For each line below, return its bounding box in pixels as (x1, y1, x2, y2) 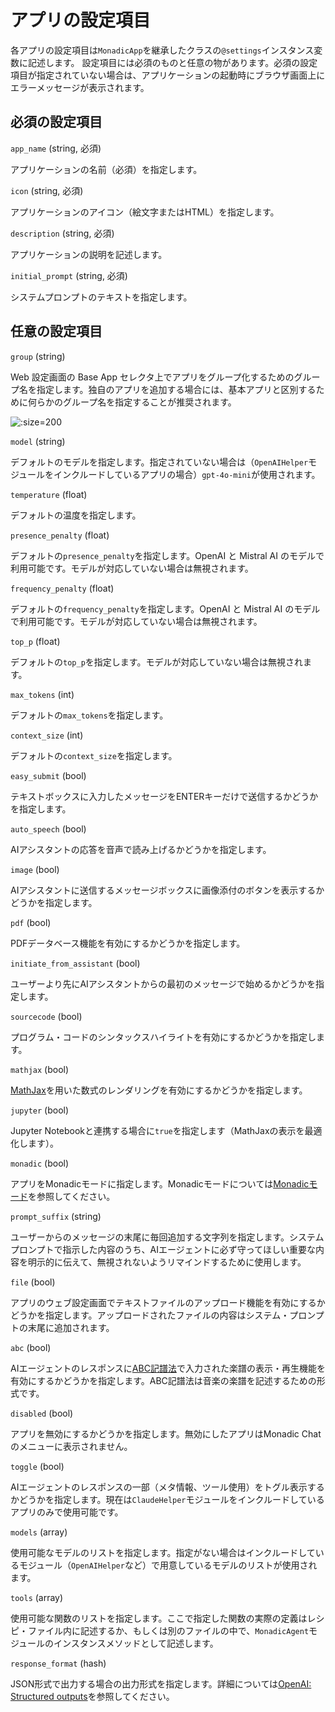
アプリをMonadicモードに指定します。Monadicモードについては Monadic (10, 1177, 310, 1190)
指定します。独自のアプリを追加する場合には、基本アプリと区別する (36, 383, 317, 395)
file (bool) (10, 1276, 56, 1288)
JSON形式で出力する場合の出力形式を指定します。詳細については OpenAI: (10, 1677, 312, 1690)
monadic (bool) (10, 1157, 70, 1169)
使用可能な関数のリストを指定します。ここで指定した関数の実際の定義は (10, 1612, 308, 1624)
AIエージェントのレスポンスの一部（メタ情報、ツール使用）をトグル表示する (10, 1481, 325, 1493)
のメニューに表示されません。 (10, 1440, 133, 1452)
